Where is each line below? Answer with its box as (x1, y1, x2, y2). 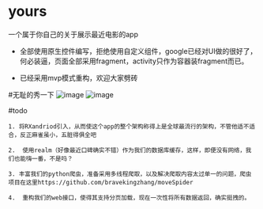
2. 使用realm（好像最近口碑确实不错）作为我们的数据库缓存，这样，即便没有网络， (8, 146, 246, 154)
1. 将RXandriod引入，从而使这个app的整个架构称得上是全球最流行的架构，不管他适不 (8, 122, 250, 131)
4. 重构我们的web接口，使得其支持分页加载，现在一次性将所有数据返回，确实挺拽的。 (8, 193, 251, 202)
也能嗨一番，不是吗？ (13, 154, 73, 162)
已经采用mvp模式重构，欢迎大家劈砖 (19, 73, 138, 82)
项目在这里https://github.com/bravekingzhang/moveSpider (8, 178, 193, 186)
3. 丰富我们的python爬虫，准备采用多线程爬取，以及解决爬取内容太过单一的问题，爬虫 (8, 169, 252, 178)
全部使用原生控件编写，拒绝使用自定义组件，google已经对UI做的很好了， (19, 46, 257, 55)
